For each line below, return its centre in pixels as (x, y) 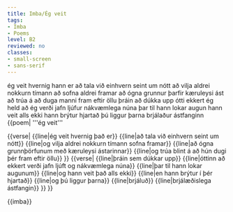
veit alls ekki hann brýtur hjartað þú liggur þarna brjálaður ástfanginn (106, 115)
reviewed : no (26, 46)
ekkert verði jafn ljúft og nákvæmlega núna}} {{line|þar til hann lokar (105, 165)
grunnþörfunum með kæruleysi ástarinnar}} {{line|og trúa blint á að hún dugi (117, 151)
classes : (20, 53)
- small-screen (29, 59)
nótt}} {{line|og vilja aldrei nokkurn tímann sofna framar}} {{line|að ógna (111, 143)
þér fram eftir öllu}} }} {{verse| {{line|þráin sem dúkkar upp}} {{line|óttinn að (116, 158)
